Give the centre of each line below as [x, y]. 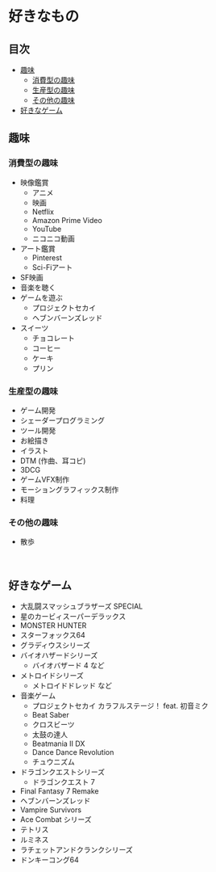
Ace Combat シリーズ [56, 819]
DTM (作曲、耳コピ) [53, 461]
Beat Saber [51, 715]
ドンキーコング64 [49, 860]
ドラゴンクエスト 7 [63, 782]
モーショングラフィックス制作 [69, 489]
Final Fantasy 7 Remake [59, 791]
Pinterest [47, 257]
